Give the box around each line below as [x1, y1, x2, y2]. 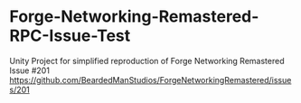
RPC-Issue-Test [9, 25, 131, 46]
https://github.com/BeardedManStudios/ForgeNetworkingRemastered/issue [9, 74, 292, 85]
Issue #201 [9, 65, 50, 76]
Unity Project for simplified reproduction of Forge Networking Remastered [9, 55, 285, 66]
